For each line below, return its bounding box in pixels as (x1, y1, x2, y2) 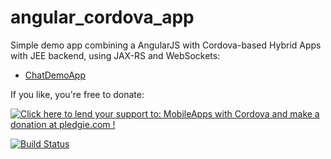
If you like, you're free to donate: (10, 88, 145, 100)
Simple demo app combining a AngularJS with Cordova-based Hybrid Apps (10, 39, 322, 51)
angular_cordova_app (10, 6, 195, 29)
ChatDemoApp (24, 69, 86, 81)
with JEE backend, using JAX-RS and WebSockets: (10, 49, 221, 61)
